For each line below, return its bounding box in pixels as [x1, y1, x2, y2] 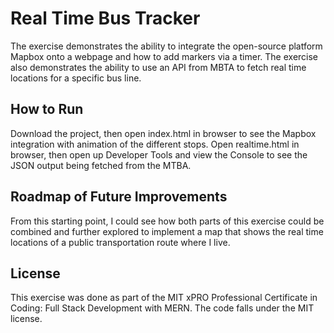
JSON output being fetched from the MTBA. [10, 159, 192, 171]
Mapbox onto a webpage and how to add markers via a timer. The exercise [10, 50, 319, 62]
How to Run [10, 101, 84, 118]
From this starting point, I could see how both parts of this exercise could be [10, 215, 325, 227]
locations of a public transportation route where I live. [10, 236, 231, 248]
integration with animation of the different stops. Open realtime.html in [10, 138, 300, 150]
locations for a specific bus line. [10, 72, 142, 84]
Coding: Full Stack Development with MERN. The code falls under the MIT [10, 302, 315, 314]
